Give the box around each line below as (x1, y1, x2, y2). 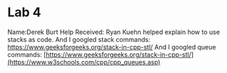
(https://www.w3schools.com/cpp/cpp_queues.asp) (7, 57, 161, 66)
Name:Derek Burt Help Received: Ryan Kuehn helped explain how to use (7, 28, 220, 36)
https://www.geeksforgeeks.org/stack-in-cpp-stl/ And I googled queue (7, 43, 216, 51)
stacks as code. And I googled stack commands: (7, 35, 151, 43)
